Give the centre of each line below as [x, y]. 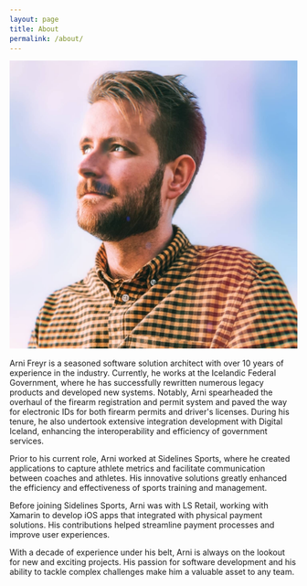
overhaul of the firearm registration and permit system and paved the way [148, 402]
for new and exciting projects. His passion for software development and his [153, 562]
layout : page [34, 19]
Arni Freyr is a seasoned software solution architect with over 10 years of [147, 363]
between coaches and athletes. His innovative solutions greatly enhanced [148, 478]
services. [26, 441]
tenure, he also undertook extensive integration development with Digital [146, 421]
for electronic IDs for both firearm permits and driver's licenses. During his [149, 412]
